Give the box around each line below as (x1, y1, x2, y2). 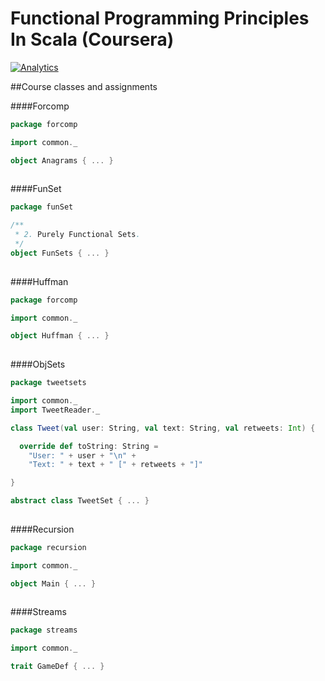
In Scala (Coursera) (10, 28, 175, 51)
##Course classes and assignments (10, 80, 158, 92)
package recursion (10, 542, 87, 552)
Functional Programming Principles (10, 7, 310, 30)
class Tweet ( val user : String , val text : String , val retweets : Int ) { (10, 423, 316, 433)
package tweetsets (10, 378, 87, 388)
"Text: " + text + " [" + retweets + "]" (28, 460, 203, 470)
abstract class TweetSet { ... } (10, 496, 150, 506)
